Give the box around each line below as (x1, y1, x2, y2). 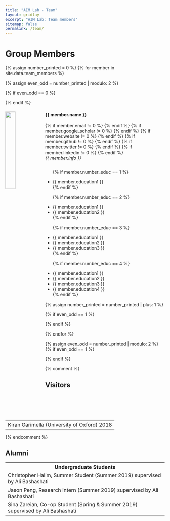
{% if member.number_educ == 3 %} (52, 225, 130, 231)
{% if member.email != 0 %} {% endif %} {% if (45, 123, 142, 129)
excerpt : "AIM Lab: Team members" (5, 17, 78, 22)
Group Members (5, 48, 75, 60)
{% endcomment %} (5, 434, 48, 440)
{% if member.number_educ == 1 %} (52, 169, 129, 175)
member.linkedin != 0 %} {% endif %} (45, 150, 124, 156)
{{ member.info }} (45, 155, 82, 161)
